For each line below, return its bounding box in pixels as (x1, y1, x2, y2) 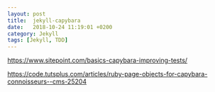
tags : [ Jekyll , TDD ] (7, 37, 69, 44)
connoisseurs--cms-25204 (7, 77, 87, 86)
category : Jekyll (7, 30, 59, 38)
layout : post (7, 10, 46, 18)
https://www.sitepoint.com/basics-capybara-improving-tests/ (7, 56, 188, 64)
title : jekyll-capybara (7, 17, 81, 24)
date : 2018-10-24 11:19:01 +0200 (7, 23, 113, 30)
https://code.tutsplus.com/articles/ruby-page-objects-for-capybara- (7, 70, 208, 79)
